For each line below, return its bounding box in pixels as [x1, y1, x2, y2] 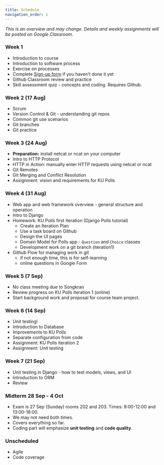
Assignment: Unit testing [12, 345, 64, 351]
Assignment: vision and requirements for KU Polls [12, 178, 115, 184]
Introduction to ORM [12, 374, 55, 380]
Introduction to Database [12, 324, 64, 330]
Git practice [12, 127, 37, 133]
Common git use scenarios [12, 116, 69, 122]
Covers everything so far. [12, 419, 65, 425]
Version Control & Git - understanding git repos [12, 111, 110, 117]
